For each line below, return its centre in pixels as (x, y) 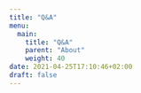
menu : (19, 26)
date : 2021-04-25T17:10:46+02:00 (71, 67)
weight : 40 (45, 58)
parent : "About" (55, 50)
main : (27, 34)
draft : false (33, 75)
